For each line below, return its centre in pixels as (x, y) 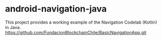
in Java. (13, 27)
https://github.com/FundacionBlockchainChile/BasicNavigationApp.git (76, 32)
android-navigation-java (56, 9)
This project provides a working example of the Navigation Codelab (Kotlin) (81, 22)
